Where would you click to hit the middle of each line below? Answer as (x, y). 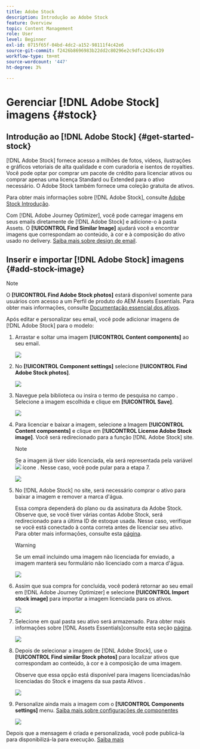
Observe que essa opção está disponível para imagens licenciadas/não (103, 675)
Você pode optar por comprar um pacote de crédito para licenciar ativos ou (99, 173)
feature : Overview (29, 23)
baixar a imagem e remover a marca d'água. (69, 497)
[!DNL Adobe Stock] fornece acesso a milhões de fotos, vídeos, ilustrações (99, 160)
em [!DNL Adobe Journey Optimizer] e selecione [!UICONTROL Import (102, 592)
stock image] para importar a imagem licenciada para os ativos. (93, 599)
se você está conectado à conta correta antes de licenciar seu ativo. (99, 527)
